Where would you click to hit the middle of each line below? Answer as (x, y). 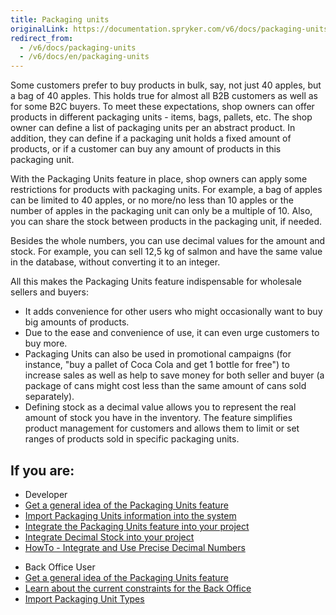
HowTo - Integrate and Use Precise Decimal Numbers (135, 547)
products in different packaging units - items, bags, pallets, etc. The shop (161, 117)
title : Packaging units (60, 19)
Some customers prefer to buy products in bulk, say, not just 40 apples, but (166, 85)
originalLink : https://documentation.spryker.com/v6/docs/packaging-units (169, 29)
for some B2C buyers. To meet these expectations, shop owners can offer (162, 107)
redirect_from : (42, 38)
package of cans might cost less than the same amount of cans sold (165, 386)
